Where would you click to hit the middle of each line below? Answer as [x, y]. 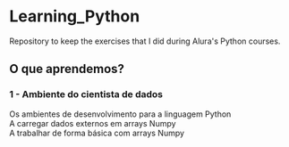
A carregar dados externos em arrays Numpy [93, 123]
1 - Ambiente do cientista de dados [86, 94]
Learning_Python [75, 16]
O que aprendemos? [67, 69]
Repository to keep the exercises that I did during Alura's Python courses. [145, 41]
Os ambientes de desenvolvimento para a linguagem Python [120, 114]
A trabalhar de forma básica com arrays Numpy [97, 133]
